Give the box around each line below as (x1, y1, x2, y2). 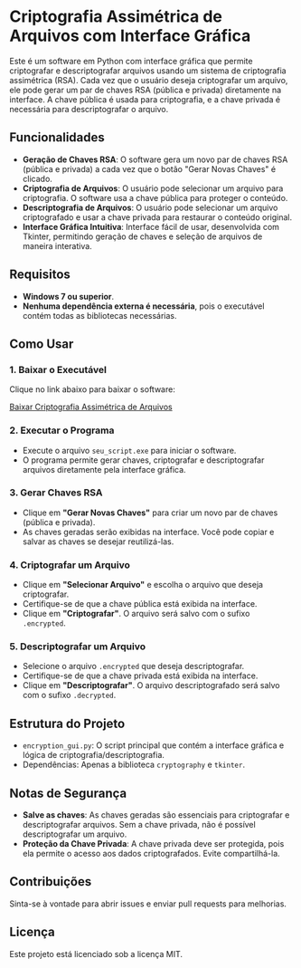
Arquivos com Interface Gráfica (9, 25, 251, 46)
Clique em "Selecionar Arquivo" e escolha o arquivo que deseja (22, 580, 264, 590)
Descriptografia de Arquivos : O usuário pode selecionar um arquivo (22, 202, 278, 213)
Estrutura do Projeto (9, 715, 126, 731)
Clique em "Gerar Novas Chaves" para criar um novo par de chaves (22, 507, 278, 518)
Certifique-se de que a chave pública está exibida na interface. (22, 599, 258, 609)
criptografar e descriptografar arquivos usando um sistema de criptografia (9, 65, 287, 76)
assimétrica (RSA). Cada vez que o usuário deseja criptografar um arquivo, (9, 74, 288, 85)
